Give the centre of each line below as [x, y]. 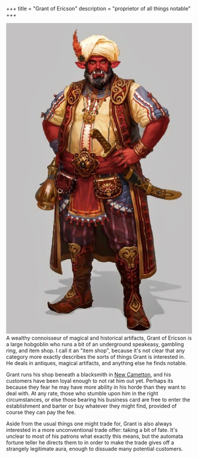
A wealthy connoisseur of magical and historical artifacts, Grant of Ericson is [99, 338]
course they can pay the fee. [41, 412]
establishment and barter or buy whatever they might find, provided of [91, 406]
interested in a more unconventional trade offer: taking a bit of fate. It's [92, 430]
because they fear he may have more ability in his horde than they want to [96, 387]
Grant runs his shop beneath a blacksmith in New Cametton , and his [89, 374]
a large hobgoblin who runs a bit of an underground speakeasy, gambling [95, 344]
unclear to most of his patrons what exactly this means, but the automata [95, 436]
